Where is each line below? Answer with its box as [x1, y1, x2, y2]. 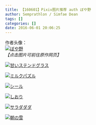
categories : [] [5, 21, 36, 26]
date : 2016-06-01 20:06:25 [5, 26, 61, 31]
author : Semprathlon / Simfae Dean [5, 12, 78, 17]
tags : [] [5, 16, 23, 21]
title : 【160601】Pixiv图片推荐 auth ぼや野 [5, 7, 91, 12]
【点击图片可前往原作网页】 [5, 52, 62, 58]
